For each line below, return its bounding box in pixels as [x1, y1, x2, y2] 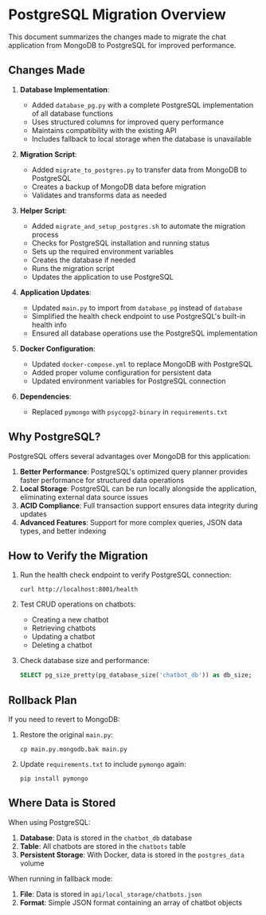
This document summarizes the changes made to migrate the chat [8, 32, 226, 41]
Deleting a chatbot [31, 640, 93, 650]
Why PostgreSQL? [8, 430, 101, 444]
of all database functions [31, 108, 114, 118]
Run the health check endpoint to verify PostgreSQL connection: [19, 570, 232, 579]
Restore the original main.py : [19, 730, 113, 740]
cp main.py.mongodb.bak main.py [19, 745, 127, 754]
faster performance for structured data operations [19, 475, 185, 485]
